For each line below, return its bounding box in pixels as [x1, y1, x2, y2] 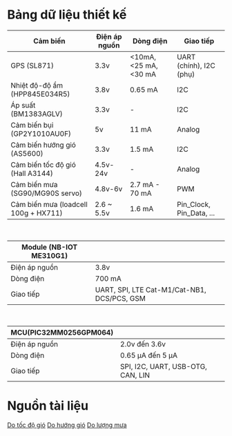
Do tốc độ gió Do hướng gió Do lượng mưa [7, 421, 127, 429]
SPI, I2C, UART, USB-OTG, [119, 361, 207, 371]
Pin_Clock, [177, 199, 211, 209]
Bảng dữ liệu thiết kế [7, 7, 127, 23]
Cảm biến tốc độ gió [10, 159, 76, 169]
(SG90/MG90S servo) [10, 188, 83, 198]
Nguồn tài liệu [7, 398, 88, 414]
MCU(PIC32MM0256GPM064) [10, 328, 114, 337]
